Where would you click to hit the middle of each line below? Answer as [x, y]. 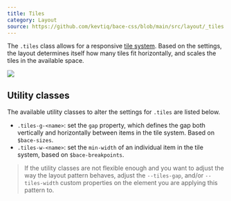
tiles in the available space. [46, 61]
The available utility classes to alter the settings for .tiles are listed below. [114, 112]
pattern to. [39, 190]
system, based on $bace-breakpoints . [71, 155]
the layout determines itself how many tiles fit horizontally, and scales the [112, 53]
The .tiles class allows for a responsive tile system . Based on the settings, [115, 46]
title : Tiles [26, 13]
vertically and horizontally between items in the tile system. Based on [116, 133]
